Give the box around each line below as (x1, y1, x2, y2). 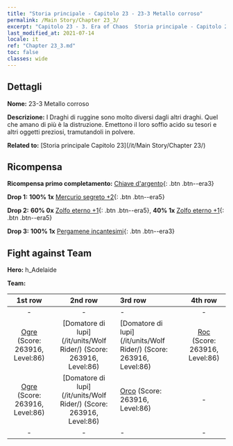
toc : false (7, 49, 39, 56)
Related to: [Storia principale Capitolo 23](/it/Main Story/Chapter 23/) (7, 141, 206, 149)
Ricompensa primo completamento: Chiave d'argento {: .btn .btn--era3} (7, 180, 215, 188)
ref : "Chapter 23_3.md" (7, 42, 76, 49)
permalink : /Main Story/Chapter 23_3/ (7, 17, 119, 24)
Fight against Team (7, 247, 92, 259)
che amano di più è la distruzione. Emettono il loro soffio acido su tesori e (7, 120, 217, 128)
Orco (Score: (120, 386, 162, 396)
